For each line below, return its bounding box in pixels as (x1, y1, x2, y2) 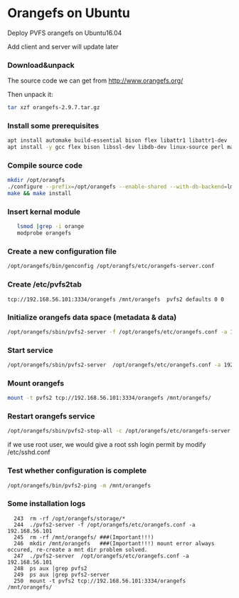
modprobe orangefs (16, 230, 72, 237)
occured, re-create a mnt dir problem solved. (7, 546, 148, 553)
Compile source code (7, 160, 83, 170)
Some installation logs (7, 499, 86, 509)
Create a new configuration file (7, 247, 117, 257)
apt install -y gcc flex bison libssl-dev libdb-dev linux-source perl (7, 144, 224, 151)
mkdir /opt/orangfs (7, 177, 65, 184)
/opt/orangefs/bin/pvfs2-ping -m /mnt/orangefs (7, 482, 152, 489)
